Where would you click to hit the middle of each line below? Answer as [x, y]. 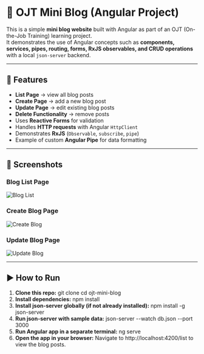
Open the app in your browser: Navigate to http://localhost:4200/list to [104, 338]
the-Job [16, 35]
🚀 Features [27, 80]
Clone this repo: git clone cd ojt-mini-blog [68, 293]
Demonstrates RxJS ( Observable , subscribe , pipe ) [77, 133]
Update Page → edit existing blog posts [65, 107]
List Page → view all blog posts [54, 94]
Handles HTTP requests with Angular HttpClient [76, 127]
